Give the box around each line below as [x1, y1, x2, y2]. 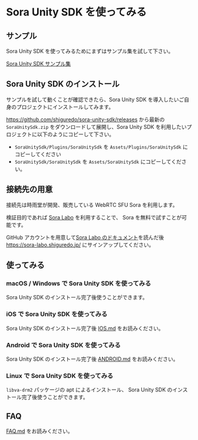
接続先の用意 [6, 185, 53, 195]
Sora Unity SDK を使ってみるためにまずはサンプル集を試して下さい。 [6, 48, 174, 54]
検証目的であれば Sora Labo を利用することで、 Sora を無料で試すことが [6, 213, 182, 221]
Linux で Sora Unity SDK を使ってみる [6, 371, 114, 380]
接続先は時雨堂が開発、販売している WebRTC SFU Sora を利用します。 [6, 201, 178, 208]
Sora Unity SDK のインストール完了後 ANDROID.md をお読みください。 [6, 355, 179, 363]
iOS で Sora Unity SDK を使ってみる [6, 310, 108, 318]
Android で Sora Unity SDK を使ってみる [6, 341, 121, 349]
